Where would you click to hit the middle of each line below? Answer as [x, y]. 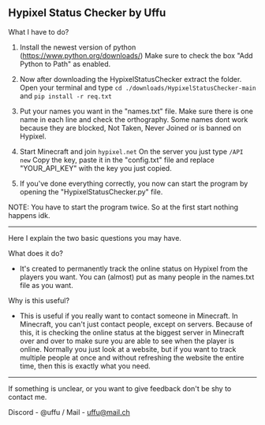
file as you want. [46, 285]
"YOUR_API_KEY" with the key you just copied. [95, 168]
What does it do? [35, 253]
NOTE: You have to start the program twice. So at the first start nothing [123, 207]
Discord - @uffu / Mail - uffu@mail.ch [69, 412]
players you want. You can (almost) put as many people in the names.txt [137, 277]
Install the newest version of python [78, 47]
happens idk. [29, 215]
